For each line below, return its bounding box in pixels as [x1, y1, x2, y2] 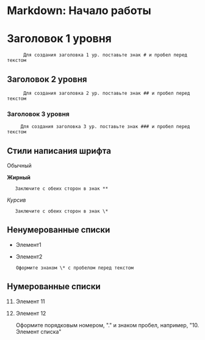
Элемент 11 [15, 298, 45, 305]
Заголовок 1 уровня [7, 32, 112, 46]
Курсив [7, 197, 26, 204]
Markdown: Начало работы [7, 4, 151, 18]
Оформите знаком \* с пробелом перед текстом [15, 265, 134, 271]
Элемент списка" [15, 328, 62, 335]
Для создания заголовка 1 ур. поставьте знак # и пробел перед [23, 52, 188, 58]
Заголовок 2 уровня [7, 74, 87, 85]
